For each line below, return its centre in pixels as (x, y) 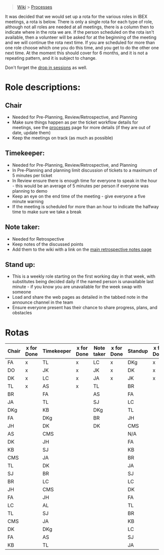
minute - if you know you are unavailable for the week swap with (77, 287)
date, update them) (31, 133)
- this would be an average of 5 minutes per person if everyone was (80, 186)
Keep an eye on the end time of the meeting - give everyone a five (79, 196)
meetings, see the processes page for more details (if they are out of (81, 127)
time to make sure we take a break (47, 212)
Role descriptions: (43, 87)
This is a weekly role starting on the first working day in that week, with (83, 276)
